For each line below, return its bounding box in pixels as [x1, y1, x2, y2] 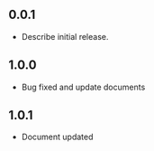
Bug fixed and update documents [21, 81, 146, 92]
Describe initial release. [21, 31, 109, 42]
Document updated [21, 131, 94, 143]
